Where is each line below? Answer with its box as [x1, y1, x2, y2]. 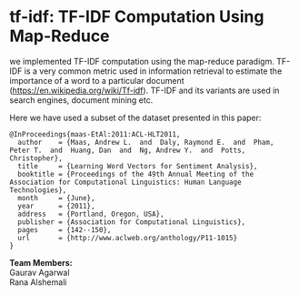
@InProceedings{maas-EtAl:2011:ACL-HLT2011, [9, 129, 181, 138]
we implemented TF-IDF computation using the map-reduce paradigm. [9, 56, 274, 66]
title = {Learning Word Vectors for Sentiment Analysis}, [17, 161, 258, 170]
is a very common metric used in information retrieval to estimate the [24, 66, 283, 76]
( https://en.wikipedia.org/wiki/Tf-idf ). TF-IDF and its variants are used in [9, 85, 280, 96]
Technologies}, [9, 185, 67, 195]
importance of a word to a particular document [9, 75, 184, 86]
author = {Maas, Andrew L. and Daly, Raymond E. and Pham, [17, 137, 274, 147]
